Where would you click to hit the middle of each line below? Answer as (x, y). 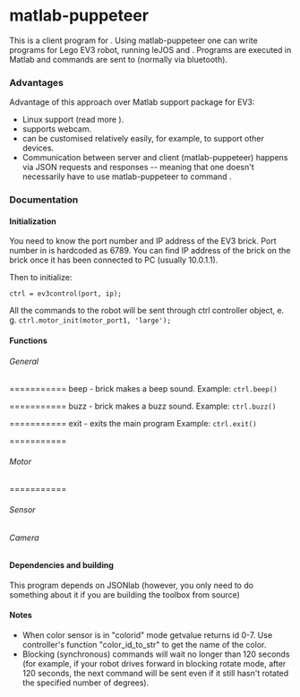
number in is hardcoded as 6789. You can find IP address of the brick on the (150, 251)
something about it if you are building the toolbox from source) (124, 594)
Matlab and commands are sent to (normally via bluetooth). (119, 59)
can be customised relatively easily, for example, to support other (143, 139)
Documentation (44, 200)
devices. (38, 148)
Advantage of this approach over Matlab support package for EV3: (132, 102)
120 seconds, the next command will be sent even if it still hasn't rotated (155, 673)
